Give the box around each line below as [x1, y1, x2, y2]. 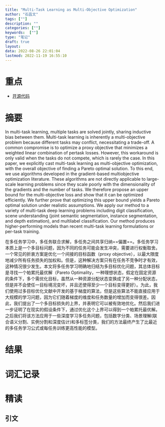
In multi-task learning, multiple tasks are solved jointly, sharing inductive [5, 129, 151, 135]
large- [146, 176, 160, 182]
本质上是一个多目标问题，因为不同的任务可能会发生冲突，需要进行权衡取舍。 [5, 245, 160, 251]
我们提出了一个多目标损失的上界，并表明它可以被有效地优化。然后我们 [13, 301, 156, 307]
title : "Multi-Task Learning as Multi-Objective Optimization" [5, 7, 137, 12]
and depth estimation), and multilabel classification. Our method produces [5, 218, 155, 224]
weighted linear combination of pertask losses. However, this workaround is [5, 150, 159, 156]
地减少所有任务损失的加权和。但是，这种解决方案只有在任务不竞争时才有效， [5, 257, 160, 263]
